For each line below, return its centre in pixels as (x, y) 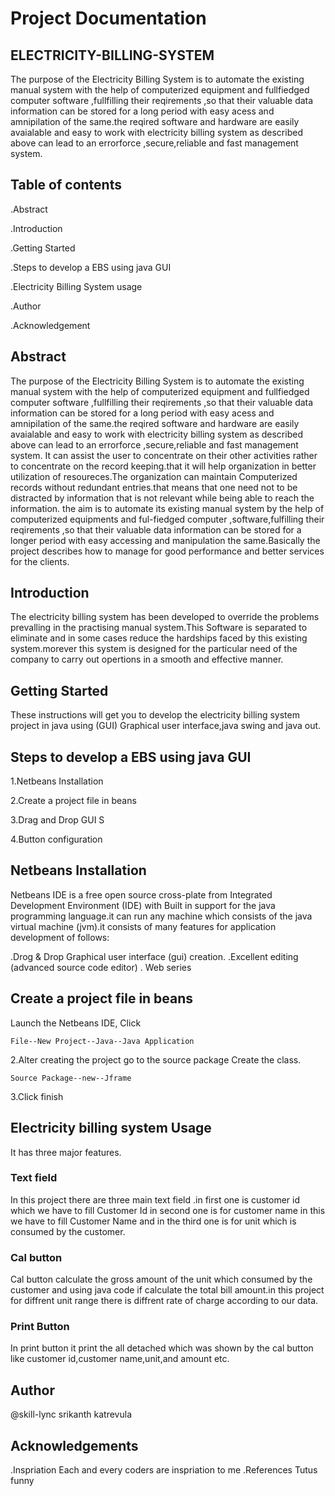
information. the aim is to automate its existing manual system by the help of (167, 508)
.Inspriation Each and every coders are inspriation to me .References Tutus (164, 1470)
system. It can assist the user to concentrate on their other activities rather (164, 455)
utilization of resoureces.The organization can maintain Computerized (154, 476)
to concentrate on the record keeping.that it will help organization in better (163, 466)
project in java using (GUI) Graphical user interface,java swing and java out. (166, 726)
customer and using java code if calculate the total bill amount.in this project (167, 1290)
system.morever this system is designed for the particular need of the (154, 649)
